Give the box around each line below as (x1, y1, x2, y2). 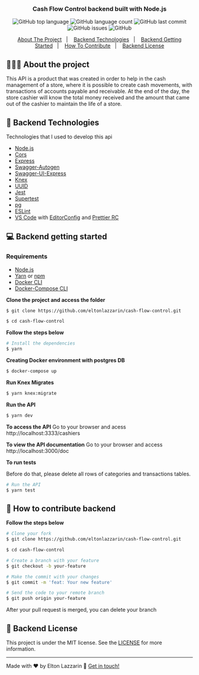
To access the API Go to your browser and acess (6, 423, 126, 430)
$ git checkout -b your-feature (6, 563, 86, 569)
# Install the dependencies (6, 340, 76, 346)
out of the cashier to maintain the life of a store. (6, 100, 123, 108)
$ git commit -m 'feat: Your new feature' (6, 579, 113, 585)
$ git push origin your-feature (6, 596, 86, 602)
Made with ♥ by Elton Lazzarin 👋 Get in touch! (6, 662, 120, 669)
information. (6, 645, 36, 652)
